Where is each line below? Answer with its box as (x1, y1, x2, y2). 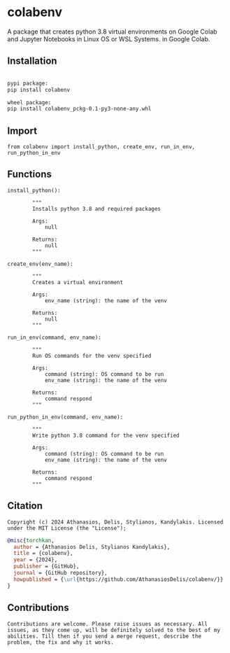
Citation (7, 500, 43, 512)
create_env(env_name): (7, 260, 73, 267)
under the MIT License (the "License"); (7, 524, 127, 532)
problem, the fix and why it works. (7, 638, 114, 646)
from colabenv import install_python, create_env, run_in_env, (7, 143, 196, 150)
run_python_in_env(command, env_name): (7, 414, 124, 421)
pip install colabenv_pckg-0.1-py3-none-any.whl (7, 106, 152, 113)
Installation (7, 55, 57, 67)
